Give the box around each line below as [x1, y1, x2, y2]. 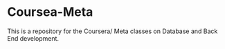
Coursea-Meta [7, 4, 93, 20]
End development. [7, 34, 60, 42]
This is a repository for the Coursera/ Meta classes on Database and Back [7, 27, 218, 35]
